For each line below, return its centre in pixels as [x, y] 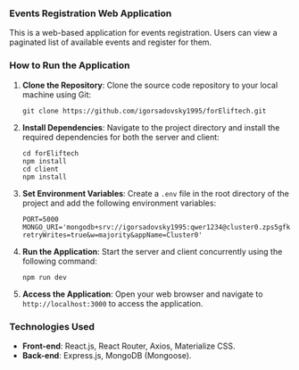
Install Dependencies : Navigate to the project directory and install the [151, 127]
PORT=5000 [41, 219]
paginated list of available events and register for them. [111, 42]
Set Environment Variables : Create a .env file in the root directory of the [156, 193]
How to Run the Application [70, 65]
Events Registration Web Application [91, 13]
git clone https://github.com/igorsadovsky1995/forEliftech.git [144, 111]
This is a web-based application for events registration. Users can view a [144, 33]
